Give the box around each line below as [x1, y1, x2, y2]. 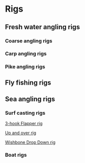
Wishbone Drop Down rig [5, 140, 56, 145]
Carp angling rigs [5, 50, 47, 57]
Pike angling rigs [5, 63, 45, 70]
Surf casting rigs [5, 109, 46, 116]
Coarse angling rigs [5, 37, 52, 44]
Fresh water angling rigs [5, 23, 80, 31]
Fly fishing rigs [5, 78, 51, 87]
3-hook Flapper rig [5, 121, 43, 127]
